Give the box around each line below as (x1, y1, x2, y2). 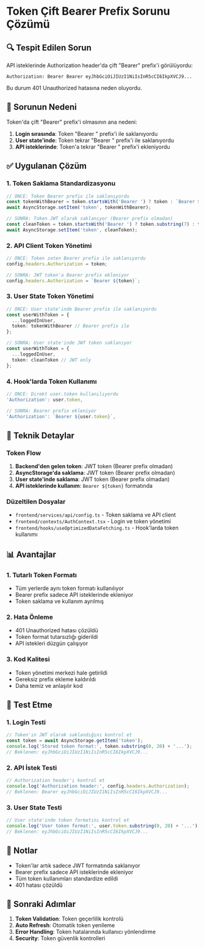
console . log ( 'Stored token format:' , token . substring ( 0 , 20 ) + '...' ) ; (6, 744, 193, 750)
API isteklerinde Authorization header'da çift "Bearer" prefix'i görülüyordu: (6, 62, 193, 69)
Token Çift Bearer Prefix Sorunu (6, 4, 170, 18)
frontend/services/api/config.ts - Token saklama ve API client (15, 511, 176, 518)
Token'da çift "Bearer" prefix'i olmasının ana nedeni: (6, 118, 137, 125)
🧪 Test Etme (6, 700, 53, 711)
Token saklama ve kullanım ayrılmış (15, 598, 104, 605)
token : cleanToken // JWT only (12, 357, 92, 363)
